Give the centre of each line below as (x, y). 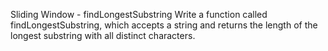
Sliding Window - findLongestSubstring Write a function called (139, 14)
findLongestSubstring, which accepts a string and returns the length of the (164, 25)
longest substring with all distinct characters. (103, 35)
